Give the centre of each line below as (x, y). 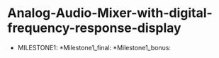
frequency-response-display (95, 28)
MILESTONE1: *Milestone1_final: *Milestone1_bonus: (94, 47)
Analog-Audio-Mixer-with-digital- (110, 13)
